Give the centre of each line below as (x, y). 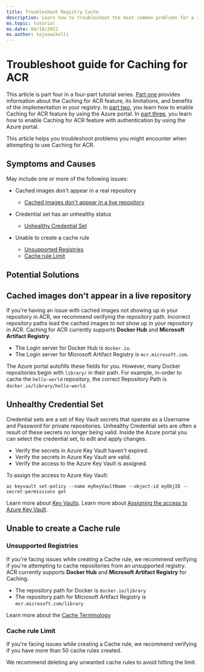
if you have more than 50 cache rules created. (64, 650)
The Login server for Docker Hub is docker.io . (73, 348)
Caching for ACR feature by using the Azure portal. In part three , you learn (99, 114)
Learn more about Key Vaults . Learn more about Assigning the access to (97, 503)
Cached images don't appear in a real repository (76, 190)
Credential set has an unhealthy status (63, 214)
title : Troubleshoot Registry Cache (53, 12)
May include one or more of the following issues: (67, 178)
